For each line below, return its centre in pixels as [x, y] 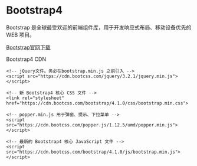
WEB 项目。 [21, 35]
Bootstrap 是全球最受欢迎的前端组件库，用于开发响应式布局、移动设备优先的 [99, 27]
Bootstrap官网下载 [29, 47]
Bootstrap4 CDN [26, 59]
